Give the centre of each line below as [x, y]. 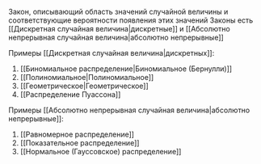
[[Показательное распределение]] [80, 143]
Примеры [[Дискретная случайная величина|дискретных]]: [112, 53]
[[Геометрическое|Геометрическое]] [84, 86]
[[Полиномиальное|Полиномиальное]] [87, 77]
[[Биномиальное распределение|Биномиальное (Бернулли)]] [126, 69]
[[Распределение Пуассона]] [70, 95]
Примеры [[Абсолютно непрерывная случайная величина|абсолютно [129, 110]
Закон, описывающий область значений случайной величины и [118, 12]
